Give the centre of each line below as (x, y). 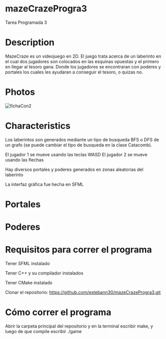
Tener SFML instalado (28, 264)
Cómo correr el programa (58, 312)
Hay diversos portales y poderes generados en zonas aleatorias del (74, 169)
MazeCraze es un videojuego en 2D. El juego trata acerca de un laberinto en (83, 56)
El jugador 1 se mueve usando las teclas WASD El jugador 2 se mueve (76, 154)
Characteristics (38, 126)
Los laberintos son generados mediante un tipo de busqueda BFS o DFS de (82, 139)
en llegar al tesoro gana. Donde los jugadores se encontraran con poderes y (83, 67)
